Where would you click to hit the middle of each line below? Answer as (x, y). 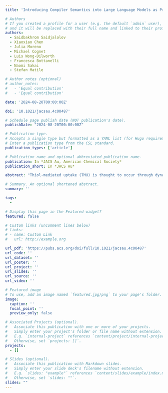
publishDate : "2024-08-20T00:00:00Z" (44, 125)
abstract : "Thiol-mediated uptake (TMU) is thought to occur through (79, 175)
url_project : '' (22, 267)
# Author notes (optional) (33, 79)
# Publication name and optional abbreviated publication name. (73, 157)
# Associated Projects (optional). (42, 322)
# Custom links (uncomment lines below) (48, 225)
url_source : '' (21, 276)
